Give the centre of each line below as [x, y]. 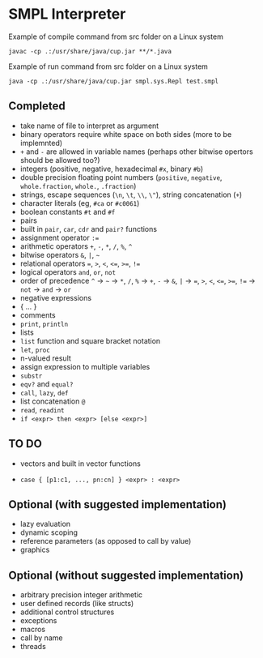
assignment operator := [59, 237]
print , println [44, 323]
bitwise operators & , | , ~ [60, 254]
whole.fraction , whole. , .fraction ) [78, 186]
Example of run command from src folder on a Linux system [108, 66]
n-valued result [45, 358]
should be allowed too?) [60, 160]
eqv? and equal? [47, 384]
